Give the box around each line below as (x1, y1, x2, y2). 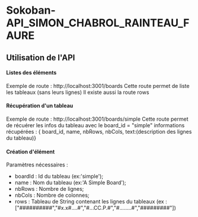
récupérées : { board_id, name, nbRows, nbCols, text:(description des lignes (6, 128, 192, 135)
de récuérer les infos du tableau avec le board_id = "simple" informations (6, 121, 185, 128)
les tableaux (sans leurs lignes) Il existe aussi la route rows (6, 89, 149, 96)
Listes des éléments (6, 69, 57, 76)
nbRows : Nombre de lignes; (14, 185, 84, 193)
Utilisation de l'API (6, 52, 75, 62)
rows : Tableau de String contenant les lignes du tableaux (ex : (14, 198, 167, 205)
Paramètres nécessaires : (6, 161, 68, 168)
